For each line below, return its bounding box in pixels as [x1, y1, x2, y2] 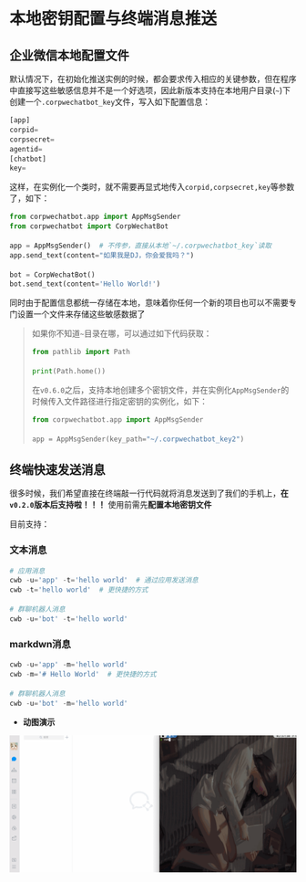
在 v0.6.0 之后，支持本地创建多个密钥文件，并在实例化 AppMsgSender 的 [31, 384, 290, 395]
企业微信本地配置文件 [9, 47, 129, 63]
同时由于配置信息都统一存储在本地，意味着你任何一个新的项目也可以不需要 [9, 298, 289, 309]
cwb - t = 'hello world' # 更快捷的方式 [9, 585, 148, 594]
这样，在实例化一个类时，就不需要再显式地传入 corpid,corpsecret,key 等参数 [9, 182, 295, 193]
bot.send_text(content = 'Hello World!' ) [9, 279, 161, 289]
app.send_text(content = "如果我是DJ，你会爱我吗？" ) [9, 250, 195, 260]
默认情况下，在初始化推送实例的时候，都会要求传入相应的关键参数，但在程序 [9, 74, 297, 84]
